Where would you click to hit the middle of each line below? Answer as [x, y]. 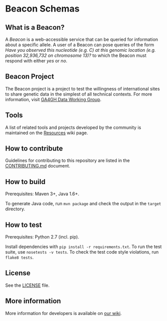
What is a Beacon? [35, 27]
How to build [25, 182]
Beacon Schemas [42, 9]
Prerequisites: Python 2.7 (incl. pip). [42, 237]
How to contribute [34, 149]
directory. [15, 209]
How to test [23, 225]
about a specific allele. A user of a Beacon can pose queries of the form [80, 45]
